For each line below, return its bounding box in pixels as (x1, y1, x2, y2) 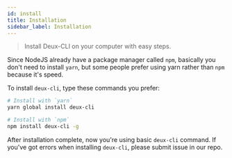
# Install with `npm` (7, 116, 70, 124)
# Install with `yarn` (7, 97, 73, 104)
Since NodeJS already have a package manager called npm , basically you (7, 56, 216, 64)
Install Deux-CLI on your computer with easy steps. (24, 42, 172, 51)
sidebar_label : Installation (7, 23, 92, 30)
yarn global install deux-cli (7, 104, 95, 111)
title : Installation (7, 17, 67, 24)
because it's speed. (7, 70, 64, 79)
